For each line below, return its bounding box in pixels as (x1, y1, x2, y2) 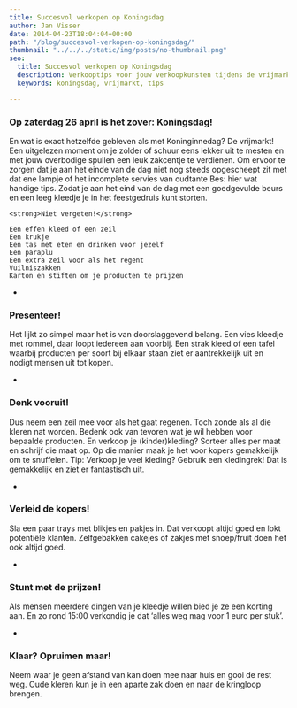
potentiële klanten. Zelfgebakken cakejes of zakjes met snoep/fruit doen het (9, 532, 287, 543)
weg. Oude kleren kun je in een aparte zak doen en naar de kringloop (9, 679, 262, 690)
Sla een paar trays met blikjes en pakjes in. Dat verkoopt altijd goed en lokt (9, 523, 281, 534)
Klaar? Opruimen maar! (9, 650, 111, 662)
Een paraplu (9, 248, 53, 257)
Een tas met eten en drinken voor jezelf (9, 240, 164, 249)
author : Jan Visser (9, 21, 81, 30)
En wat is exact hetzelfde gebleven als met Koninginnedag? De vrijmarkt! (9, 135, 274, 146)
